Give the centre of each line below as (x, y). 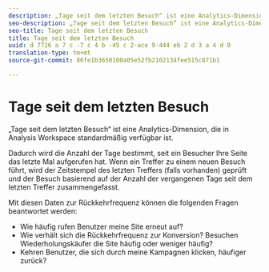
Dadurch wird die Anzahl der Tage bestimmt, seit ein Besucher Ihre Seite (128, 153)
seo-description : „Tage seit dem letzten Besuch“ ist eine (109, 23)
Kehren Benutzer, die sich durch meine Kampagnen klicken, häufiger (133, 252)
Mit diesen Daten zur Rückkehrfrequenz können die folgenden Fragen (123, 202)
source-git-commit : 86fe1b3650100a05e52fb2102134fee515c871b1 (114, 61)
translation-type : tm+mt (50, 53)
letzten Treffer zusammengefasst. (64, 187)
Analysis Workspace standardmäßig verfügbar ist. (91, 138)
